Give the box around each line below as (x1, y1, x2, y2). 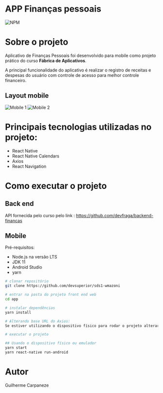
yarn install (5, 310, 32, 315)
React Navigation (12, 163, 47, 169)
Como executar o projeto (5, 180, 107, 191)
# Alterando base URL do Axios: (5, 319, 70, 324)
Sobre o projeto (5, 36, 68, 48)
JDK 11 (12, 259, 26, 265)
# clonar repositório (5, 279, 49, 284)
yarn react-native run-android (5, 350, 68, 355)
